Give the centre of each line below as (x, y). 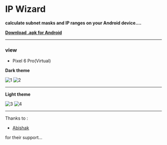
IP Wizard (25, 9)
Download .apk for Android (34, 32)
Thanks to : (17, 118)
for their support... (24, 138)
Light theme (18, 94)
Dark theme (17, 71)
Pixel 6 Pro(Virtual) (32, 61)
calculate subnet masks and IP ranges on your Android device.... (73, 23)
